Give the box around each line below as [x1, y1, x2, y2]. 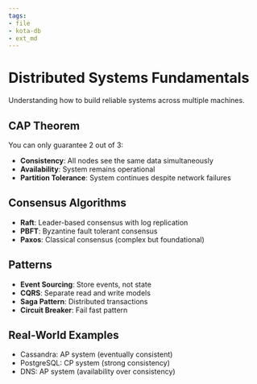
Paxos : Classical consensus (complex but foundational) [19, 234, 205, 244]
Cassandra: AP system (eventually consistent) [19, 349, 173, 359]
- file [8, 19, 31, 27]
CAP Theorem [8, 118, 81, 133]
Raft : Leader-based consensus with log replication [19, 217, 189, 227]
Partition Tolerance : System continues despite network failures [19, 173, 231, 182]
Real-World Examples [8, 328, 119, 342]
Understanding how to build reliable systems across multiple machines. [8, 96, 245, 105]
